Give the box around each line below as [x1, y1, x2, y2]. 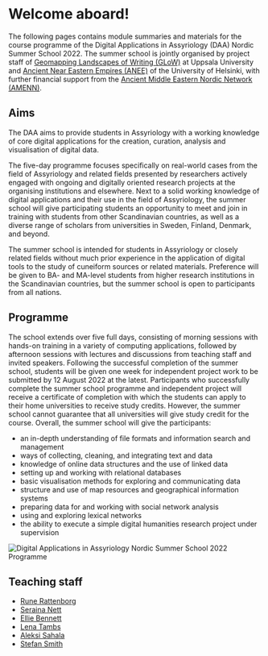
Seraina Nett [19, 605, 62, 615]
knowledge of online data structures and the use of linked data [19, 459, 229, 468]
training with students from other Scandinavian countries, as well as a [8, 211, 240, 222]
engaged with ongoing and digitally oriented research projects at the [8, 177, 236, 187]
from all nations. [8, 287, 62, 297]
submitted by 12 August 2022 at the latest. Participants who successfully [8, 375, 250, 384]
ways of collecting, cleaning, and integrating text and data [19, 450, 213, 460]
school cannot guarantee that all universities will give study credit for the [8, 409, 249, 419]
